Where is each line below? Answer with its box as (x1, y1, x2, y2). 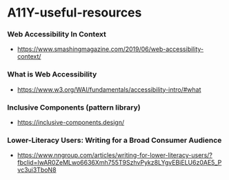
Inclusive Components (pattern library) (7, 102, 141, 112)
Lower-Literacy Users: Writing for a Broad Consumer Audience (7, 136, 222, 145)
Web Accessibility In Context (7, 30, 107, 39)
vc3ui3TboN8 (17, 166, 57, 174)
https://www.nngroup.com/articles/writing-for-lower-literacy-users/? (17, 151, 212, 159)
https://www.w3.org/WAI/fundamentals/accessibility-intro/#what (17, 85, 201, 94)
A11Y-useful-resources (7, 5, 142, 21)
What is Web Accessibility (7, 70, 97, 79)
